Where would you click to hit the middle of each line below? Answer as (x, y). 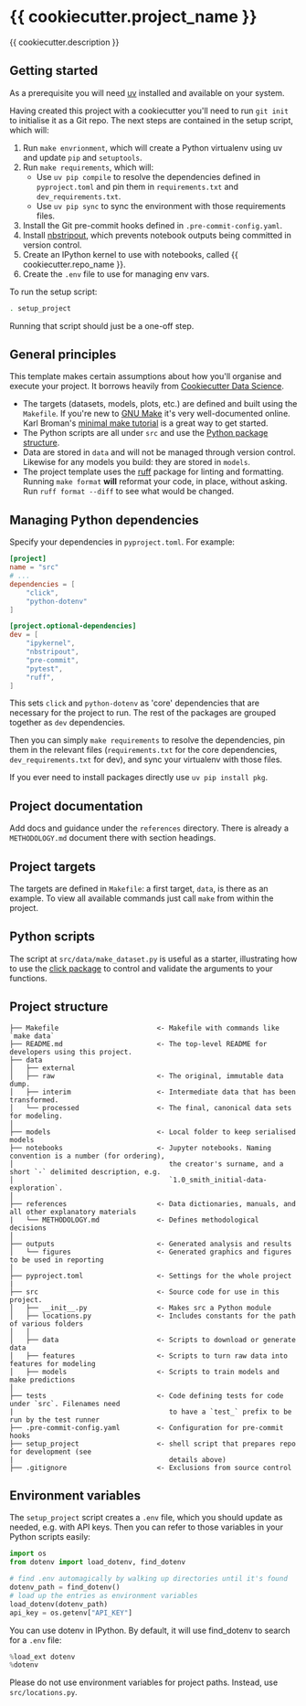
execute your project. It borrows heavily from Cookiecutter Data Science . (147, 387)
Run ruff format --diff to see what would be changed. (128, 492)
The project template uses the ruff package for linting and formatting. (153, 472)
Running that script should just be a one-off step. (102, 325)
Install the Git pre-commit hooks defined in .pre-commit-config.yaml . (153, 225)
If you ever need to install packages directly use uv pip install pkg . (138, 778)
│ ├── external (42, 1068)
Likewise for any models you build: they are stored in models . (137, 462)
